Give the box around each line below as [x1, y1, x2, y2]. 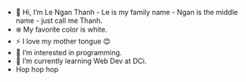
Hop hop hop [15, 65, 59, 74]
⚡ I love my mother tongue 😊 [15, 36, 111, 46]
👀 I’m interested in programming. [15, 48, 122, 57]
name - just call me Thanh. [15, 16, 103, 25]
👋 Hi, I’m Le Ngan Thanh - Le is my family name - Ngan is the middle [15, 8, 238, 17]
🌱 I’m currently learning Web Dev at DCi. [15, 56, 147, 65]
